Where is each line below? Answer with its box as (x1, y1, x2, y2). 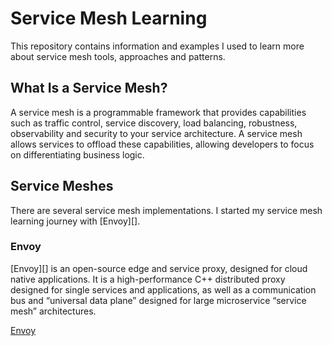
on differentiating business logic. (10, 148, 145, 161)
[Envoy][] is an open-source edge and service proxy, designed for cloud (10, 262, 308, 274)
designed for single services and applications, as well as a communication (10, 283, 317, 296)
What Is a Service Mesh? (10, 80, 168, 97)
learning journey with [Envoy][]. (10, 215, 141, 227)
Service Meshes (10, 178, 114, 195)
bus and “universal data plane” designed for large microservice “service (10, 294, 307, 306)
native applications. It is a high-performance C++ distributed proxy (10, 273, 286, 285)
